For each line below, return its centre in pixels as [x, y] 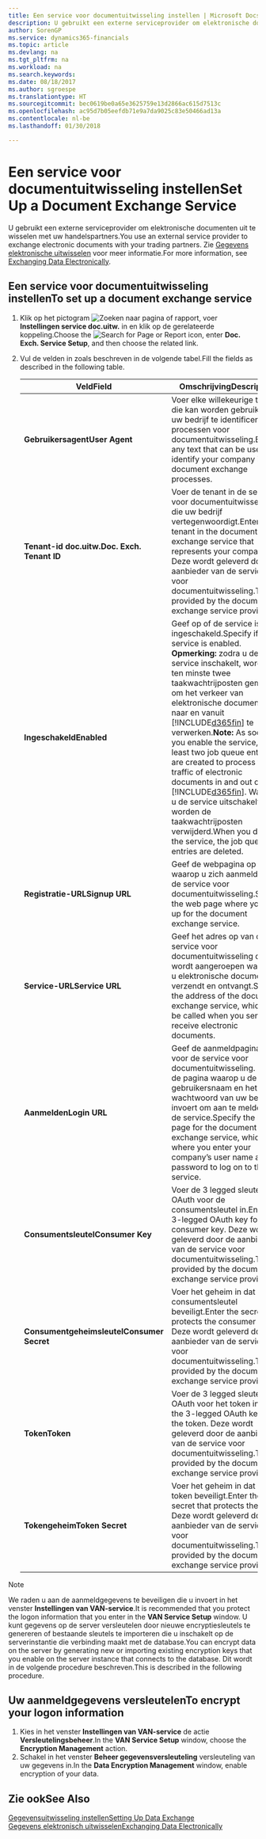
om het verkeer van [207, 692]
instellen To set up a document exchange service [130, 299]
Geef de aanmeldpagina [216, 1048]
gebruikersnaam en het [215, 1087]
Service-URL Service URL [72, 985]
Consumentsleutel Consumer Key [87, 1234]
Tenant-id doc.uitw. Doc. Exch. [82, 546]
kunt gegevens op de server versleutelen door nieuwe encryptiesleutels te [129, 1625]
